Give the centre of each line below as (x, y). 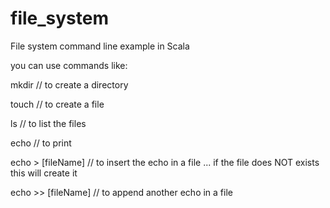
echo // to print (41, 143)
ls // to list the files (48, 123)
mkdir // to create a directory (69, 84)
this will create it (44, 173)
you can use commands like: (69, 65)
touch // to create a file (57, 104)
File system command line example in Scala (100, 46)
